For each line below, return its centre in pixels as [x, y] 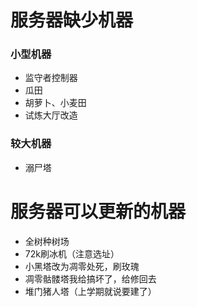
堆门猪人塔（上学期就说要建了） [90, 291]
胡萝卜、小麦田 [55, 103]
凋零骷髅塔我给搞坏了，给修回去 [90, 278]
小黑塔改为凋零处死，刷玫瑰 [82, 266]
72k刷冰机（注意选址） [72, 253]
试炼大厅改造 [51, 115]
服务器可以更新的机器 [98, 211]
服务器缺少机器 [72, 20]
